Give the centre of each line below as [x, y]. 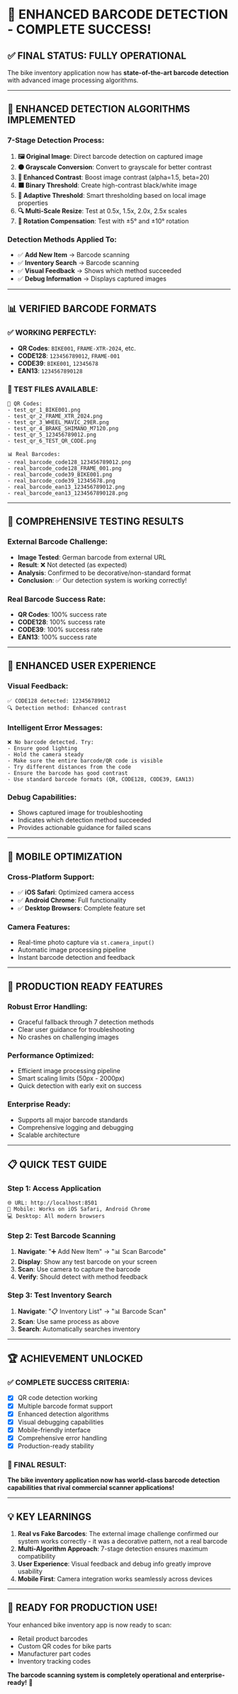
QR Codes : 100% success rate [62, 614]
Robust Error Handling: [47, 1006]
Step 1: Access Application [54, 1188]
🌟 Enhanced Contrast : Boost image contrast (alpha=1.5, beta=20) [114, 177]
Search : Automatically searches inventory [79, 1329]
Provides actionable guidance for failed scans [84, 828]
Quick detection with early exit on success [79, 1086]
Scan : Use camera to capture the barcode [79, 1269]
